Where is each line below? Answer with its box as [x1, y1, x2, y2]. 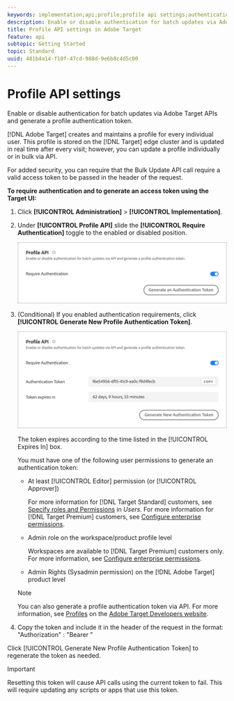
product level [27, 575, 66, 584]
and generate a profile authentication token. [7, 116, 134, 125]
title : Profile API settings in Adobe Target [7, 26, 141, 33]
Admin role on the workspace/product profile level [27, 533, 172, 542]
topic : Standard [7, 48, 54, 55]
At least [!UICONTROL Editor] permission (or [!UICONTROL [27, 477, 197, 485]
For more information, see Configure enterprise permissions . [27, 554, 202, 563]
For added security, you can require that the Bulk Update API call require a [7, 166, 221, 174]
